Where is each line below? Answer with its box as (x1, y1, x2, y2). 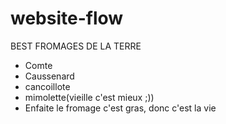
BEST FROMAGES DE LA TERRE (10, 40, 142, 52)
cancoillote (24, 80, 71, 92)
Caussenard (24, 70, 75, 82)
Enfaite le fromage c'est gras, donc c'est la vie (24, 102, 217, 114)
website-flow (10, 7, 124, 30)
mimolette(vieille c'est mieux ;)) (24, 91, 155, 103)
